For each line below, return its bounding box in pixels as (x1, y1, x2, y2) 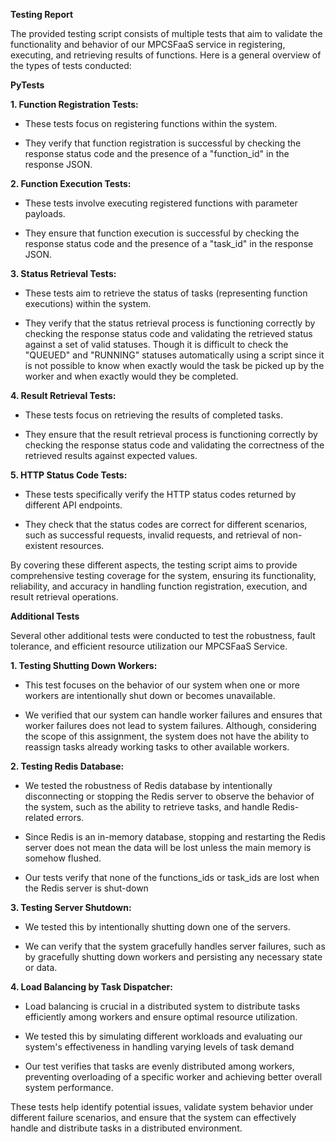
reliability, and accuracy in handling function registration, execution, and (10, 580, 308, 592)
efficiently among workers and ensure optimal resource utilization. (24, 1011, 298, 1023)
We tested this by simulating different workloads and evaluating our (24, 1030, 303, 1042)
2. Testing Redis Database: (10, 760, 125, 772)
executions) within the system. (24, 298, 152, 309)
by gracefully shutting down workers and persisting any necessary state (24, 951, 323, 963)
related (24, 812, 55, 823)
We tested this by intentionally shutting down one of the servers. (24, 921, 291, 933)
